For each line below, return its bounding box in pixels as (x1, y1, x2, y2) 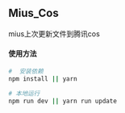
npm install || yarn (8, 74, 78, 83)
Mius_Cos (8, 6, 59, 20)
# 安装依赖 (8, 68, 44, 76)
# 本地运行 (8, 89, 40, 98)
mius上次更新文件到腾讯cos (8, 28, 101, 39)
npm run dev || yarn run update (8, 97, 117, 105)
